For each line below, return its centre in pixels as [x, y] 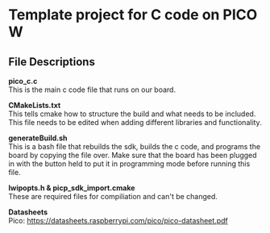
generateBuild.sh [38, 138]
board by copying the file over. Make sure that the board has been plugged [133, 155]
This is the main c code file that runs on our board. [92, 89]
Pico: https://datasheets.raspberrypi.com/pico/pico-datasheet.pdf [118, 221]
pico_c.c [23, 81]
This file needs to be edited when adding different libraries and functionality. [135, 122]
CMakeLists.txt [35, 105]
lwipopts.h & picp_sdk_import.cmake [72, 188]
